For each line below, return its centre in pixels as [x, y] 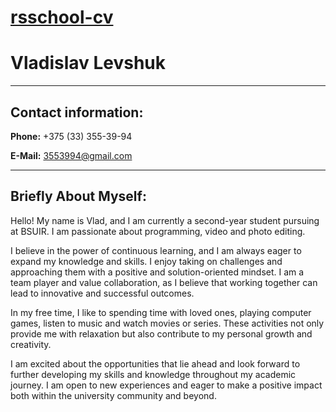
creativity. [31, 344]
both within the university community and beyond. [113, 395]
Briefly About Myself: [78, 196]
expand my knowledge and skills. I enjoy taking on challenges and [146, 261]
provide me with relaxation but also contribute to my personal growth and [161, 333]
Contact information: [77, 112]
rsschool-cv [62, 17]
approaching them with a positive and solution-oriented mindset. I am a [157, 272]
